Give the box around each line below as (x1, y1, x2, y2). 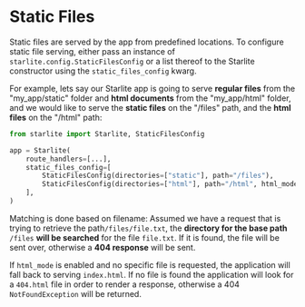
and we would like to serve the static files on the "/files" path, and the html (9, 102, 292, 113)
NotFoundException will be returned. (9, 288, 143, 299)
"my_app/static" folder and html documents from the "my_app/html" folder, (9, 93, 292, 104)
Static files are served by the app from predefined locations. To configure (9, 36, 284, 47)
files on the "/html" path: (9, 112, 103, 123)
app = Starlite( (9, 145, 71, 155)
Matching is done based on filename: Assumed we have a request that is (9, 213, 281, 223)
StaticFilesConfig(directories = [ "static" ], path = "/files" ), (42, 171, 274, 181)
